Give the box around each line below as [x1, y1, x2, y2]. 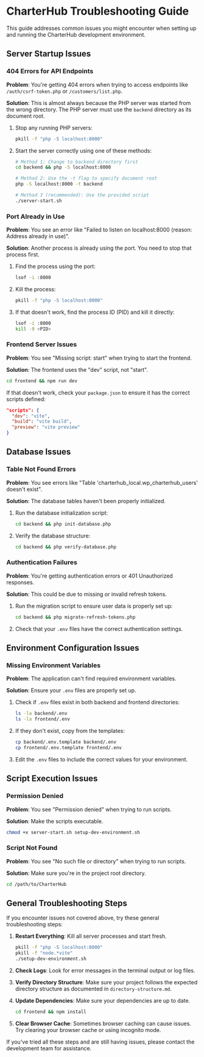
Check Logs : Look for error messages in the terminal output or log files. [15, 967, 196, 975]
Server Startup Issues [6, 49, 91, 59]
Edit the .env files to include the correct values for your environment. [15, 755, 188, 763]
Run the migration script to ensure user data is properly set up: [15, 602, 173, 609]
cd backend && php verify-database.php [15, 543, 117, 550]
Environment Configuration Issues [6, 643, 139, 653]
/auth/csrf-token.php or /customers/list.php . [6, 87, 123, 95]
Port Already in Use [6, 212, 65, 220]
